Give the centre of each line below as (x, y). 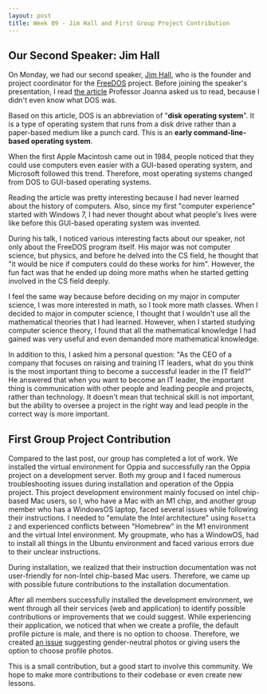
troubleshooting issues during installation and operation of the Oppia (121, 484)
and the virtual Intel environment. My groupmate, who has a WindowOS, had (133, 535)
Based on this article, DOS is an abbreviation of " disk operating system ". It (132, 116)
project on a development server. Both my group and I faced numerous (125, 476)
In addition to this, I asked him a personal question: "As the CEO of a (120, 355)
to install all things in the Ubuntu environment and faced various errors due (131, 544)
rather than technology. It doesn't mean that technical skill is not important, (132, 397)
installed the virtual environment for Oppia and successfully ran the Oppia (130, 467)
